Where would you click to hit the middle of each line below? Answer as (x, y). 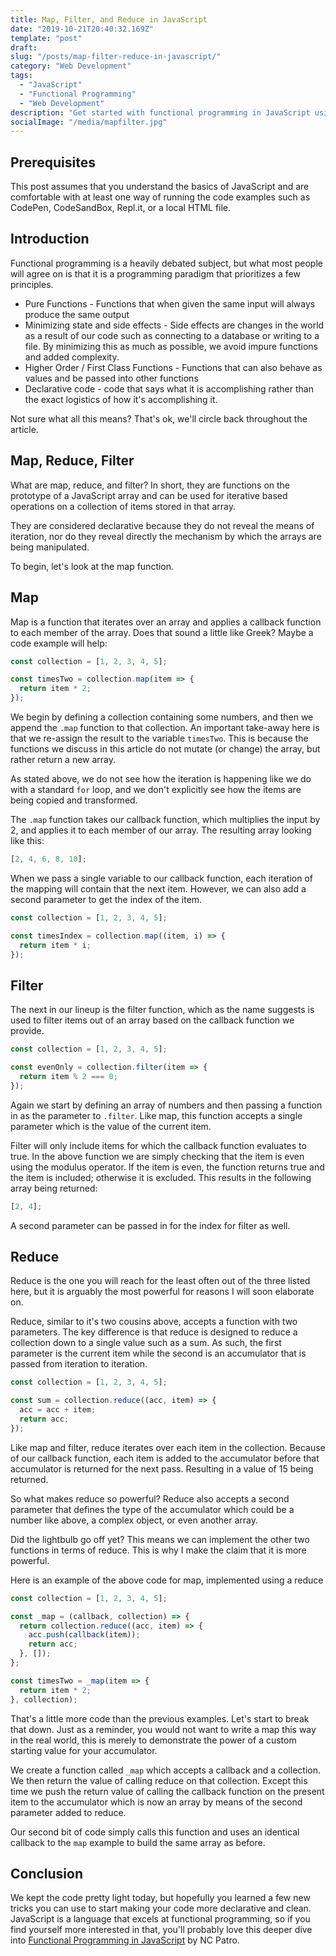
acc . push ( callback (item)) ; (84, 1635)
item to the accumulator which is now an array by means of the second (156, 1802)
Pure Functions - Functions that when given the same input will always (170, 303)
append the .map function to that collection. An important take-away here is (165, 727)
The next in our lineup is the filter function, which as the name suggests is (162, 1010)
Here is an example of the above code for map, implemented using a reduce (167, 1580)
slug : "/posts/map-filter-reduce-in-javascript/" (116, 57)
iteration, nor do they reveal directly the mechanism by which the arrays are (166, 536)
